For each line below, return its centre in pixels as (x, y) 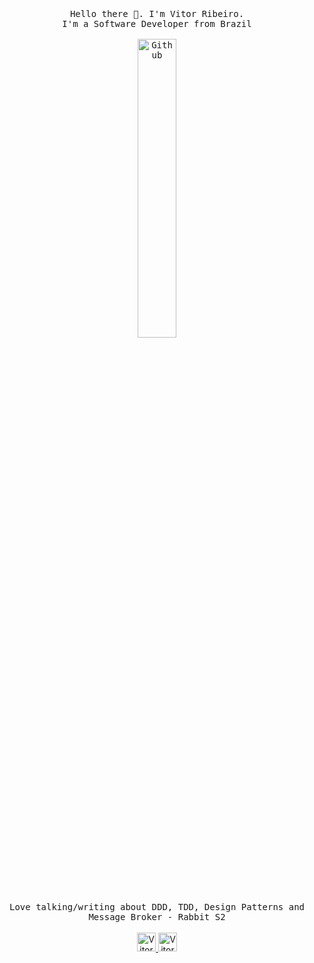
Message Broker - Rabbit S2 (157, 917)
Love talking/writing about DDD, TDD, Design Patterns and (156, 907)
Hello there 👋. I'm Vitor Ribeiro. (157, 13)
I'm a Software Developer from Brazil (157, 23)
